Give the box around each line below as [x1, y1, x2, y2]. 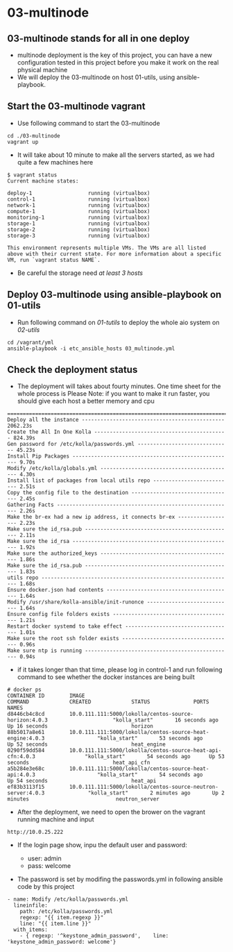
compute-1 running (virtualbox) [7, 208, 150, 215]
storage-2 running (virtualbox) [7, 226, 150, 233]
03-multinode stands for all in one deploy [7, 33, 190, 44]
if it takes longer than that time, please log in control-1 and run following [17, 665, 223, 674]
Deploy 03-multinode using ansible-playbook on [7, 289, 222, 301]
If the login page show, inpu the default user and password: [17, 841, 187, 849]
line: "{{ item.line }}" [19, 920, 92, 928]
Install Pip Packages [7, 453, 70, 460]
